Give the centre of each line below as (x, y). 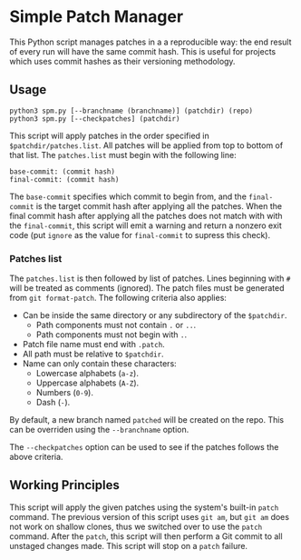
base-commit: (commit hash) (63, 171)
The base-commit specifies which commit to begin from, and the (128, 196)
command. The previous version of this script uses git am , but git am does (150, 516)
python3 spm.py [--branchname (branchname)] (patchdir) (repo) (131, 111)
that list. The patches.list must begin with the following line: (123, 155)
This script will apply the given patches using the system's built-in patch (144, 507)
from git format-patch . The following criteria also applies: (118, 298)
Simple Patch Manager (97, 17)
